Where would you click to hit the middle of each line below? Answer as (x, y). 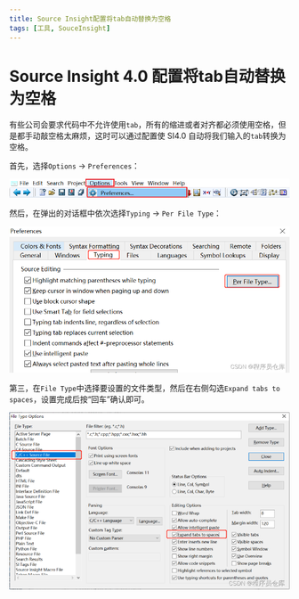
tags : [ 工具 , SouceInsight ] (60, 28)
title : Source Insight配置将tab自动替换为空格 (90, 19)
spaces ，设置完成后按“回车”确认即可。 (79, 399)
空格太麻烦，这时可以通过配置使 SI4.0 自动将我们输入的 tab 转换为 (167, 136)
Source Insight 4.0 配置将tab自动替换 (148, 76)
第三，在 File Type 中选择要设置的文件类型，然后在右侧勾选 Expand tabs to (145, 389)
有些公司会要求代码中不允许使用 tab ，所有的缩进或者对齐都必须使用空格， (144, 125)
